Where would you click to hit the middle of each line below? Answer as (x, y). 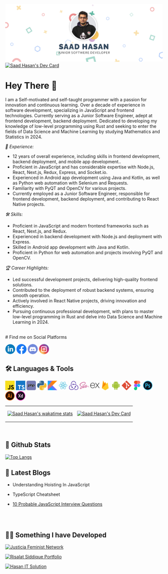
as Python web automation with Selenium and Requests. (70, 183)
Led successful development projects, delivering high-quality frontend (85, 279)
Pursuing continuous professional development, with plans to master (83, 311)
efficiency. (23, 306)
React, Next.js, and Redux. (40, 231)
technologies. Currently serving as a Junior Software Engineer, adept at (79, 115)
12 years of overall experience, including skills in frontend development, (86, 156)
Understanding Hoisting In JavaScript (51, 485)
